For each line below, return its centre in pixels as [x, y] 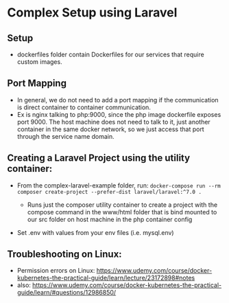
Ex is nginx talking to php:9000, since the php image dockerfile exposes [119, 114]
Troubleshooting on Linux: [64, 255]
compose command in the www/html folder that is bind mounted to [122, 212]
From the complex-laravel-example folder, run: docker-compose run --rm [119, 185]
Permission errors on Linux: [56, 271]
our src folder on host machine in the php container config [110, 219]
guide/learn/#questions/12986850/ [67, 293]
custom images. [40, 62]
